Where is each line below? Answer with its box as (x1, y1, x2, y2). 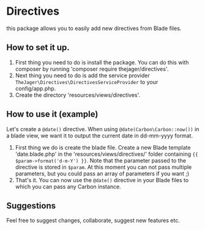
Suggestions (6, 201, 56, 211)
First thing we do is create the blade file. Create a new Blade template (15, 144, 191, 151)
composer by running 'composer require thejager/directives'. (15, 65, 169, 72)
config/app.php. (15, 85, 56, 92)
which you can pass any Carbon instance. (15, 183, 121, 190)
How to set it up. (6, 42, 70, 53)
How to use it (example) (6, 109, 99, 120)
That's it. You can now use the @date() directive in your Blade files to (15, 176, 189, 183)
